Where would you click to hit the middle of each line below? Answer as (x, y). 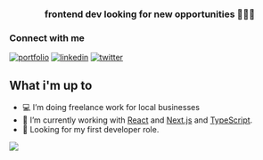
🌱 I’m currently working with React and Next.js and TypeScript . (137, 120)
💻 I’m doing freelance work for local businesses (111, 108)
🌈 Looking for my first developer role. (90, 130)
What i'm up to (51, 85)
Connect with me (47, 37)
